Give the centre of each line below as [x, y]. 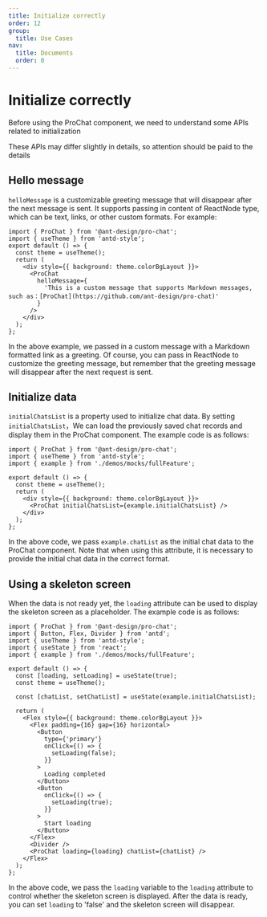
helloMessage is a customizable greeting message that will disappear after [130, 200]
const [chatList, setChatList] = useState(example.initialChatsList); [136, 697]
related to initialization [45, 131]
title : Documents [44, 53]
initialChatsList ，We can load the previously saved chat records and [125, 426]
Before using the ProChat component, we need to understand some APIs [128, 122]
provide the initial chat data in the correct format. [89, 559]
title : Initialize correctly [57, 16]
